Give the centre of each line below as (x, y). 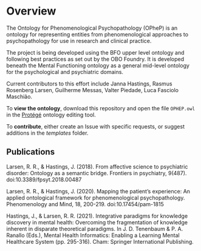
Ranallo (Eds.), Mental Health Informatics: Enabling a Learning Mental (93, 235)
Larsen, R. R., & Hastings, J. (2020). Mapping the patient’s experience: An (98, 191)
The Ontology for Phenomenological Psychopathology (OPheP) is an (92, 28)
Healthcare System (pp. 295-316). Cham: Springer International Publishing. (100, 241)
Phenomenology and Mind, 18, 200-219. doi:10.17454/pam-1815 (85, 204)
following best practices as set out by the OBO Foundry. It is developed (95, 59)
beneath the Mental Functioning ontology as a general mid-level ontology (98, 65)
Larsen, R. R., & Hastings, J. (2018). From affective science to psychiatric (97, 166)
